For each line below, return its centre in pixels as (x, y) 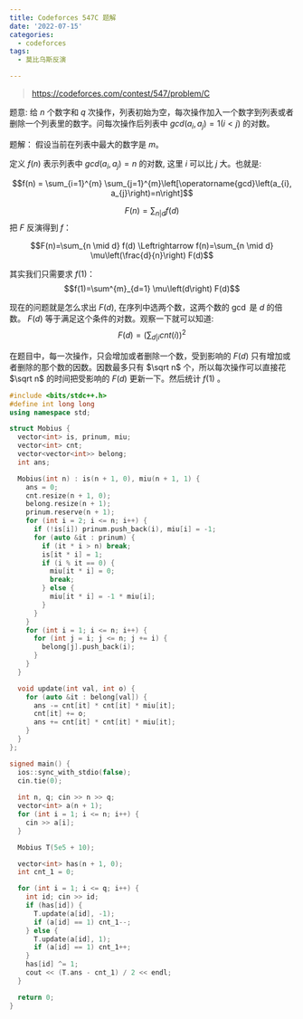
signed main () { (40, 764)
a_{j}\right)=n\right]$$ (152, 193)
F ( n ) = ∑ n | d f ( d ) (152, 211)
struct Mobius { (40, 429)
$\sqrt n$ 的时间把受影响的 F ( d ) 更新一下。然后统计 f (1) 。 (118, 378)
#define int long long (52, 404)
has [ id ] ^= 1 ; (52, 965)
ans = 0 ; (42, 487)
